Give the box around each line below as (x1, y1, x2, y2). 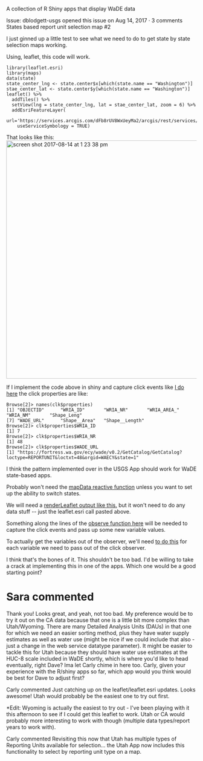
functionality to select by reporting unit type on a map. (6, 748, 142, 755)
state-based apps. (6, 472, 53, 478)
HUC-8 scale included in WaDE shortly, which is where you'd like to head (6, 655, 188, 662)
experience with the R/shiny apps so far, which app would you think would (6, 668, 192, 675)
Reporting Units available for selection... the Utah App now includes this (6, 741, 185, 749)
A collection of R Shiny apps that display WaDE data (6, 5, 136, 12)
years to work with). (6, 723, 56, 731)
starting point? (6, 569, 42, 576)
